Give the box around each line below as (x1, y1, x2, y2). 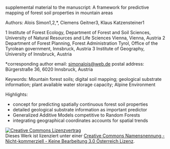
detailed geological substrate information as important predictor (12, 107, 148, 112)
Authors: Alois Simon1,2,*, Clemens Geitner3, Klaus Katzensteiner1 (5, 20, 144, 25)
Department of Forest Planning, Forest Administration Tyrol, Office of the (5, 40, 158, 46)
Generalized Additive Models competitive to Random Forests (12, 112, 140, 118)
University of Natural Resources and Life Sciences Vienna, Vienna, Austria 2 (5, 35, 165, 41)
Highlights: (5, 92, 28, 97)
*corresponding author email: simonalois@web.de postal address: (5, 61, 144, 67)
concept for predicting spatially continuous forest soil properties (12, 101, 148, 107)
